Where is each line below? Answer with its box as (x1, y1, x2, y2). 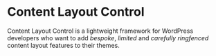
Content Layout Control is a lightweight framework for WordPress (7, 27, 194, 35)
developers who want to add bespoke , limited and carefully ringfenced (7, 33, 209, 42)
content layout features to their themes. (7, 41, 120, 49)
